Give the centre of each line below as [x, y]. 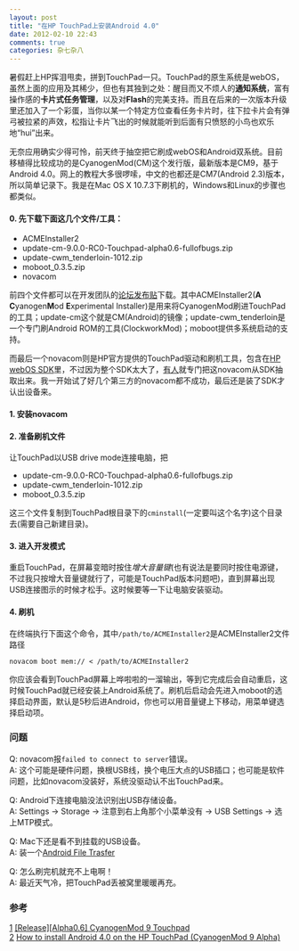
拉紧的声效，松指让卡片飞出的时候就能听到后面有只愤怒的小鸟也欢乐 [149, 122]
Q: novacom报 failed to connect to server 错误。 [101, 758]
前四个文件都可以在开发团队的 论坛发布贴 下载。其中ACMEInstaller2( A [135, 295]
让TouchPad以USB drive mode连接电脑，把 [89, 458]
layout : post [33, 17]
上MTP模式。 [33, 822]
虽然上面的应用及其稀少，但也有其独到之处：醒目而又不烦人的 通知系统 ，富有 [149, 88]
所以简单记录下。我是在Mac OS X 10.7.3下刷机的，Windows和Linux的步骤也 [148, 185]
